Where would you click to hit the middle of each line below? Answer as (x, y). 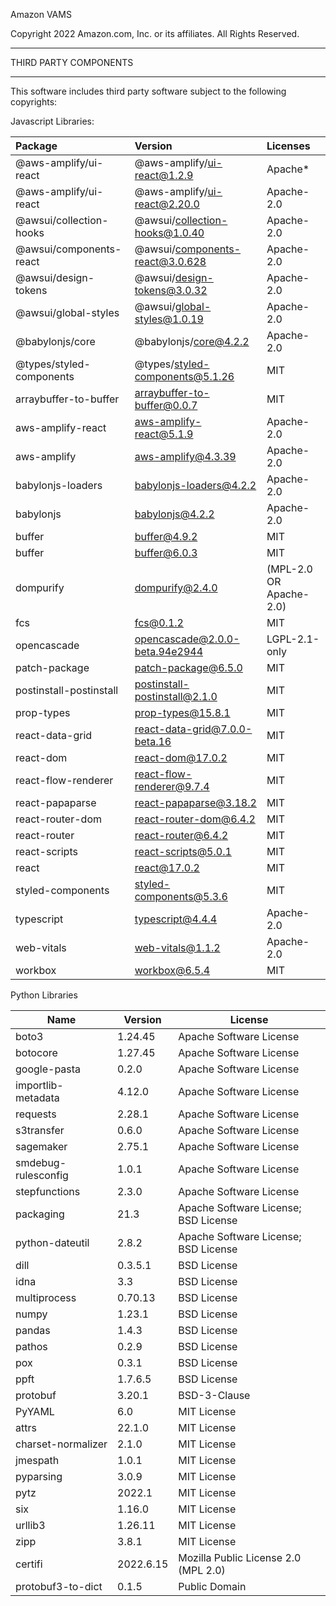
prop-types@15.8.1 (182, 712)
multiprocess (46, 1297)
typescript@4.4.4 (176, 919)
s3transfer (40, 1130)
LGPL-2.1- (293, 639)
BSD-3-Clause (214, 1395)
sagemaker (41, 1146)
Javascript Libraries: (52, 121)
